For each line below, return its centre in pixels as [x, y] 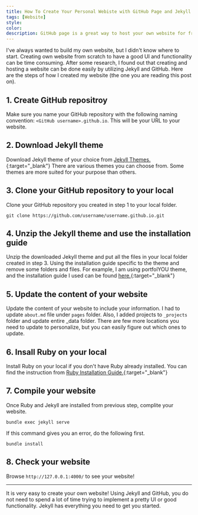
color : [14, 28]
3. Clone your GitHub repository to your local [90, 191]
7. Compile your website [51, 391]
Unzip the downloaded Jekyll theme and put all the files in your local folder [97, 257]
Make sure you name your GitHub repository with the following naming [92, 114]
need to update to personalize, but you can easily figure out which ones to [96, 327]
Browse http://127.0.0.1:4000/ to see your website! [70, 476]
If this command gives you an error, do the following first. [76, 433]
